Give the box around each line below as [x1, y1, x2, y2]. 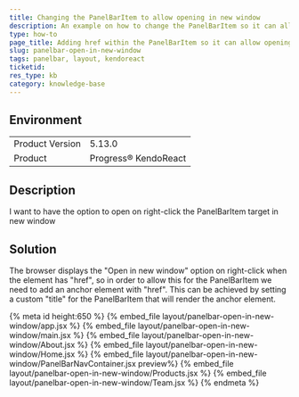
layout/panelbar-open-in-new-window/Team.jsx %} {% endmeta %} [9, 377, 260, 388]
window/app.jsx [9, 320, 68, 331]
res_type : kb [9, 71, 58, 80]
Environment [9, 112, 83, 128]
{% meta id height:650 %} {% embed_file [9, 311, 161, 322]
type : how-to [9, 29, 58, 38]
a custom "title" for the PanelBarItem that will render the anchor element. [9, 294, 276, 304]
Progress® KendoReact [89, 153, 187, 165]
